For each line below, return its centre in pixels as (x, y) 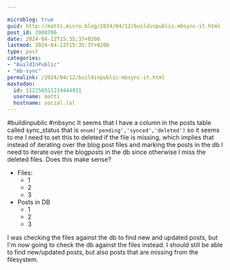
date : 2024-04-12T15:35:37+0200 (54, 39)
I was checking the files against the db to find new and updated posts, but (113, 238)
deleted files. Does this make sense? (59, 159)
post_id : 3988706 (32, 32)
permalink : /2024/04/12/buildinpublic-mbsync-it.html (86, 77)
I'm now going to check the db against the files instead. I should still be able (115, 245)
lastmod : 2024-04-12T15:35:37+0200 (58, 46)
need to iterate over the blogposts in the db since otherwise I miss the (106, 152)
